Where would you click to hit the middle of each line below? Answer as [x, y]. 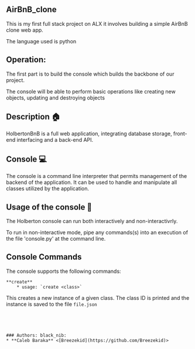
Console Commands [44, 257]
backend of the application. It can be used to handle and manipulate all [92, 182]
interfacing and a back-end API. [55, 140]
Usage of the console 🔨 [49, 207]
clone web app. [25, 30]
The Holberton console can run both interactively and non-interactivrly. [92, 221]
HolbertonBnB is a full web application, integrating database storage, [89, 134]
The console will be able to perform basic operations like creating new [91, 91]
